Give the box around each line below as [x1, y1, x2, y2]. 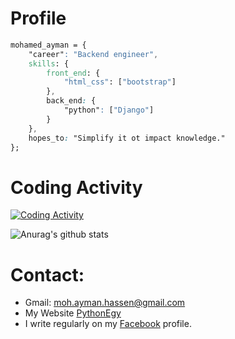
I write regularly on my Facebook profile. [24, 318, 192, 330]
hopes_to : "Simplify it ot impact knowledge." [28, 133, 226, 143]
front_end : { [46, 68, 101, 78]
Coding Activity [10, 176, 143, 199]
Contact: [10, 263, 85, 286]
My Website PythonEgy [24, 307, 122, 319]
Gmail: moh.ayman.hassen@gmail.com [24, 297, 186, 309]
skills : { [28, 58, 70, 69]
